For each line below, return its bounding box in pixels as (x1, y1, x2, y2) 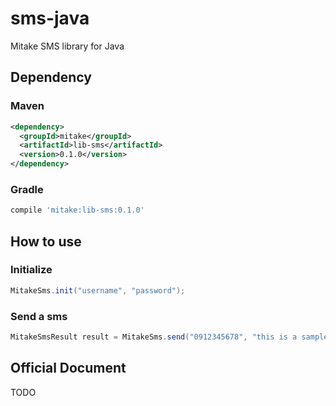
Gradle (10, 182, 44, 196)
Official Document (10, 360, 127, 377)
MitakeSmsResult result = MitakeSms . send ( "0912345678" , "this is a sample (10, 332, 329, 342)
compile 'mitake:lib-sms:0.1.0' (10, 205, 145, 216)
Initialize (10, 263, 53, 277)
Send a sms (10, 309, 68, 323)
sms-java (10, 7, 90, 30)
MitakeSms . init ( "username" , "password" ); (10, 285, 186, 296)
